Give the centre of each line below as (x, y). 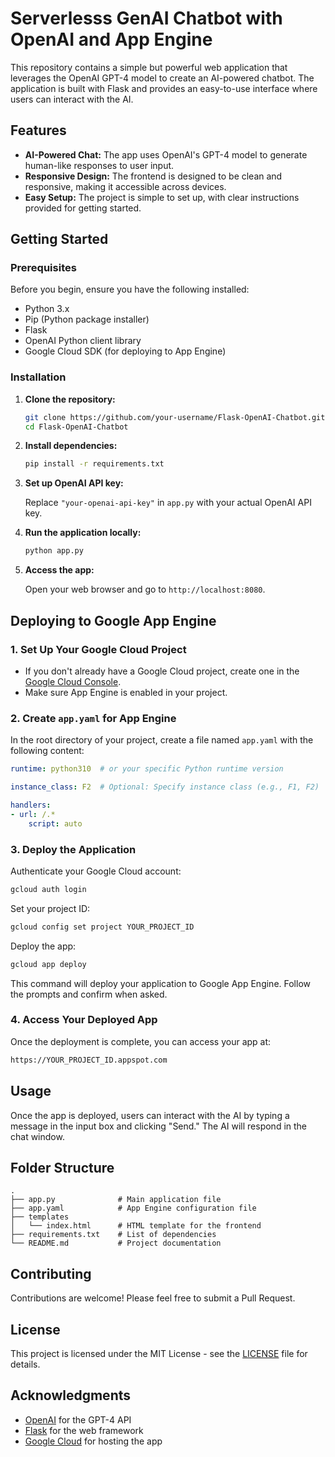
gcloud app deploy (48, 964)
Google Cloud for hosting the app (93, 1441)
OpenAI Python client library (83, 341)
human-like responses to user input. (99, 165)
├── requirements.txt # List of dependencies (113, 1235)
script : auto (55, 823)
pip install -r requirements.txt (94, 464)
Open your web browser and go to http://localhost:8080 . (145, 589)
